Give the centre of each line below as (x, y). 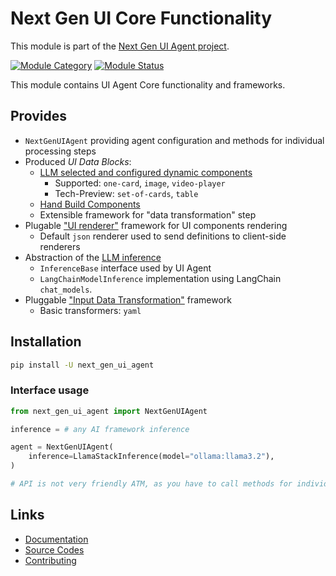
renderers (60, 246)
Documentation (56, 539)
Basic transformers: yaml (90, 310)
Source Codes (54, 549)
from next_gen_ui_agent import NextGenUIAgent (109, 411)
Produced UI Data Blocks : (78, 161)
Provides (38, 116)
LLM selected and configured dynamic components (146, 172)
